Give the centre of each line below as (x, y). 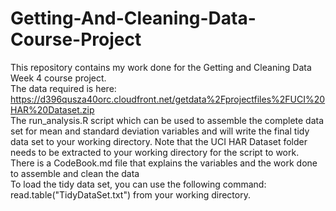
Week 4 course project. (58, 78)
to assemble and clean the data (75, 173)
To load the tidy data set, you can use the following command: (138, 184)
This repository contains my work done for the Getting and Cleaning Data (161, 67)
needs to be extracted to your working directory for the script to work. (155, 152)
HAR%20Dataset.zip (52, 109)
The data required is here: (63, 88)
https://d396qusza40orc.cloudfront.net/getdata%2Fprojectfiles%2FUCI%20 (168, 99)
